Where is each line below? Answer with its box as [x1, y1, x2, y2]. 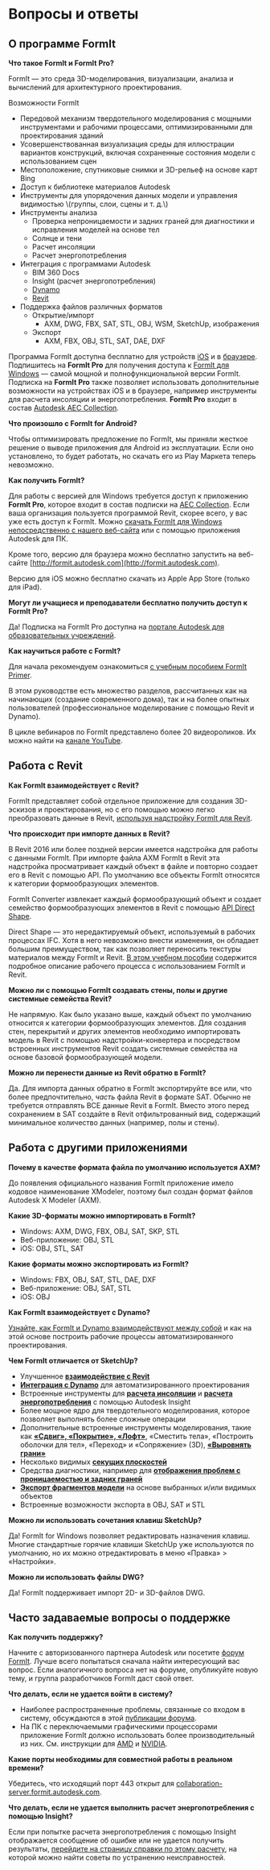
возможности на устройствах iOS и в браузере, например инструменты [8, 386, 257, 395]
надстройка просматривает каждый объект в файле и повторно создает [8, 861, 259, 871]
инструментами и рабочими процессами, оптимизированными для [19, 122, 253, 131]
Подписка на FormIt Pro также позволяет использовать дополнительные [8, 378, 260, 387]
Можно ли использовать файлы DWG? [8, 1572, 145, 1582]
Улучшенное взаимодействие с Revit [19, 1371, 150, 1381]
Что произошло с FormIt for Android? [8, 419, 138, 428]
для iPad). [8, 582, 43, 592]
